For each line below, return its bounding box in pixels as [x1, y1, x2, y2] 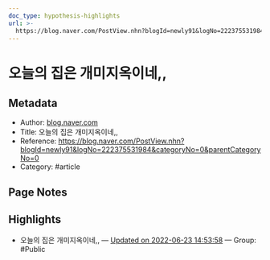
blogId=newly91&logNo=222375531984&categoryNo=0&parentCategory [19, 145, 261, 155]
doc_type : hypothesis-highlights [8, 11, 121, 20]
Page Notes [8, 185, 67, 199]
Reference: [19, 136, 57, 146]
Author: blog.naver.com [19, 118, 98, 127]
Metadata [8, 96, 58, 109]
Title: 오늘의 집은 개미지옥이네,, [19, 127, 118, 137]
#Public [19, 244, 46, 254]
